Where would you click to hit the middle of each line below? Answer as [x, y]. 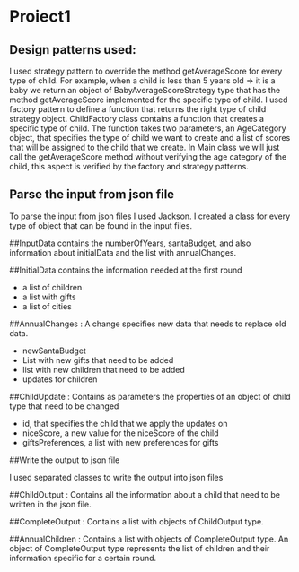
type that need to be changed [64, 406]
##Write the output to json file [65, 460]
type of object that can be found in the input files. [101, 225]
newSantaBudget [54, 351]
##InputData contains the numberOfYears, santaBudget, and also [130, 243]
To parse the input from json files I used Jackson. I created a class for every [149, 216]
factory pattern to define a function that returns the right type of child [138, 109]
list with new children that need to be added [104, 369]
